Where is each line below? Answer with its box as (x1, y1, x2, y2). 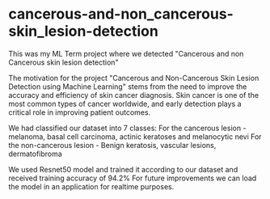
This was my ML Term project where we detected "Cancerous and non (8, 49, 244, 58)
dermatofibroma (8, 149, 62, 159)
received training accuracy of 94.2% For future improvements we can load (8, 173, 257, 183)
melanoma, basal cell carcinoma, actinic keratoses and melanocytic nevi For (8, 131, 262, 142)
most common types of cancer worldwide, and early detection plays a (8, 99, 242, 108)
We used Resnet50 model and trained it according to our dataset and (8, 164, 238, 174)
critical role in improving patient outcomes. (8, 107, 151, 117)
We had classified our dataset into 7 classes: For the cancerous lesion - (8, 123, 247, 133)
